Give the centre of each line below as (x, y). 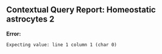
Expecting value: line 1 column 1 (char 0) (62, 44)
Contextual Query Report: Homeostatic (81, 10)
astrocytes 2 (30, 19)
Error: (14, 34)
